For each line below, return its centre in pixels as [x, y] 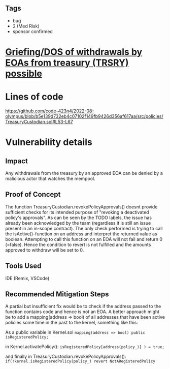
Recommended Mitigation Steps [57, 294]
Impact [16, 161]
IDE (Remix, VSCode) [27, 278]
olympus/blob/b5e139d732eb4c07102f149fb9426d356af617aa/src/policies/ [84, 116]
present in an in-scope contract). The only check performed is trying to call [84, 228]
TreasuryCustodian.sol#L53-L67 [39, 121]
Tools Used [23, 266]
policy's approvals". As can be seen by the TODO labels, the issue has [79, 218]
